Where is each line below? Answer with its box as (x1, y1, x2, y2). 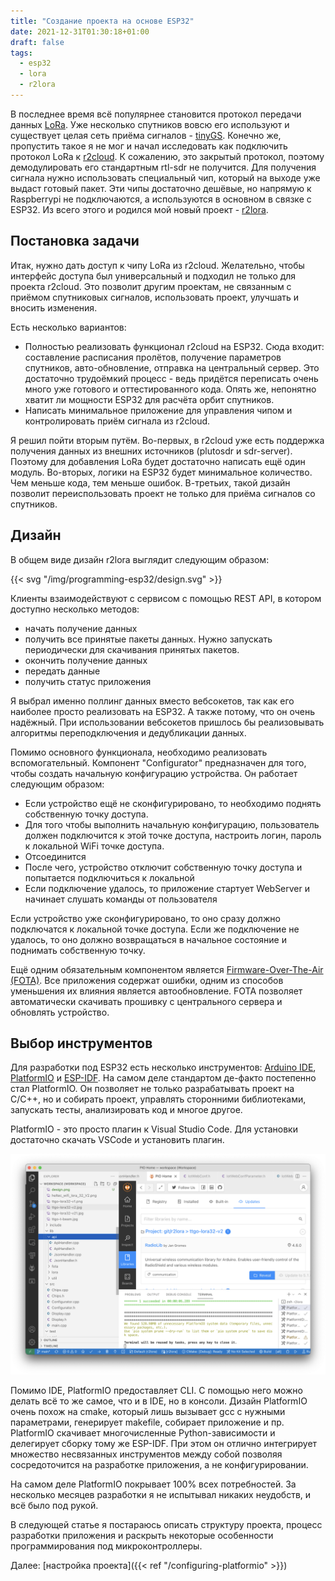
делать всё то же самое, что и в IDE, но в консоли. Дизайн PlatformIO (10, 1395, 308, 1407)
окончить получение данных (24, 654, 148, 666)
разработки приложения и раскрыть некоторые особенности (10, 1529, 274, 1541)
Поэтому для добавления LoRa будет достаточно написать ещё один (10, 455, 306, 467)
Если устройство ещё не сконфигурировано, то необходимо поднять (24, 797, 322, 809)
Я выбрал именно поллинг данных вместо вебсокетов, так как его (10, 695, 295, 707)
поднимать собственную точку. (10, 944, 146, 956)
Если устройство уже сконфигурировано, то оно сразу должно (10, 912, 281, 924)
